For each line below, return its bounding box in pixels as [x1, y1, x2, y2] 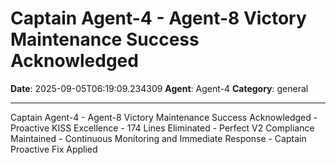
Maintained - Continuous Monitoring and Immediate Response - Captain [10, 132, 307, 144]
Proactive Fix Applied [10, 143, 98, 155]
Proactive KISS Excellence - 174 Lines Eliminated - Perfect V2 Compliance [10, 122, 315, 134]
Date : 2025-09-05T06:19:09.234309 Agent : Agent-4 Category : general [10, 82, 309, 94]
